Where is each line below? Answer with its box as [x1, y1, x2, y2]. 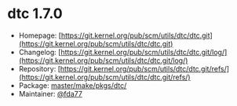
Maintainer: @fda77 [18, 89, 83, 98]
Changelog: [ [18, 47, 61, 57]
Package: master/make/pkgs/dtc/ [18, 80, 127, 90]
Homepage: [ [18, 31, 62, 40]
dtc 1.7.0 [7, 5, 64, 23]
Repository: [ [18, 64, 60, 73]
